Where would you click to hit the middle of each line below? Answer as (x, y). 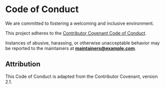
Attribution (23, 64)
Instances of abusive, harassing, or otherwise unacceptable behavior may (82, 43)
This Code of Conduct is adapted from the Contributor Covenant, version (82, 76)
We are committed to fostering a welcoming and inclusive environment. (80, 23)
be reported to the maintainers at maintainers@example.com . (71, 48)
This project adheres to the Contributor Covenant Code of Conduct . (76, 33)
